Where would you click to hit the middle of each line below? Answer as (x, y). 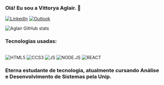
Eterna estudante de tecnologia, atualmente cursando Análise (82, 70)
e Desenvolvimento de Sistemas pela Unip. (58, 77)
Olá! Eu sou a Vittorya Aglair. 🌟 (43, 8)
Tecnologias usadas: (31, 41)
